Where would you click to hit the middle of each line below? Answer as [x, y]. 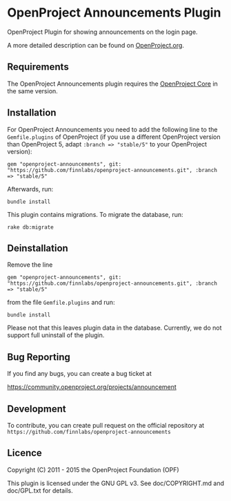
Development [37, 409]
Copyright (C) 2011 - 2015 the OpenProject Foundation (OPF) [93, 470]
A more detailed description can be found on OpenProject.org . [96, 45]
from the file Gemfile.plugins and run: [61, 303]
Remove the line [30, 265]
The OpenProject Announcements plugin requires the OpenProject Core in [113, 84]
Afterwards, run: [30, 189]
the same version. [33, 91]
